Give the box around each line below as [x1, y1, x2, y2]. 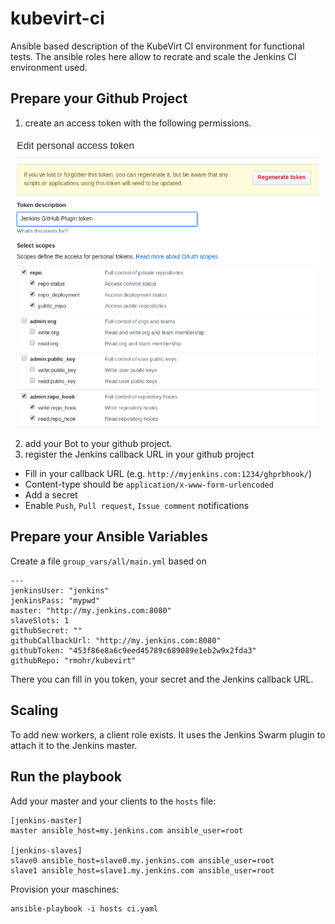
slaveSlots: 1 [10, 615, 70, 626]
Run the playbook [10, 768, 122, 786]
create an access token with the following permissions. [24, 117, 252, 129]
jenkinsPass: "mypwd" [10, 595, 101, 606]
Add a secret [24, 489, 78, 501]
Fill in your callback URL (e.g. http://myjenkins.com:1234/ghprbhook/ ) [24, 468, 313, 480]
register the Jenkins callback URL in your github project [24, 448, 255, 461]
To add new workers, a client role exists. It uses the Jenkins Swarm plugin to [10, 728, 326, 741]
